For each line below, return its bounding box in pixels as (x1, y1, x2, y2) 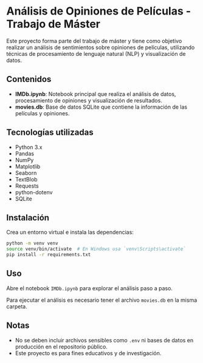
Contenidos (6, 74, 52, 84)
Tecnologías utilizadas (6, 127, 94, 138)
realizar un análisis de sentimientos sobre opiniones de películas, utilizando (6, 44, 195, 51)
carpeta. (6, 302, 27, 310)
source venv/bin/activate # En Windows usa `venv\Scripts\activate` (6, 246, 187, 253)
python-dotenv (15, 188, 53, 195)
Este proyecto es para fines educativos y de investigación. (15, 349, 162, 356)
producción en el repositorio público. (15, 343, 108, 350)
